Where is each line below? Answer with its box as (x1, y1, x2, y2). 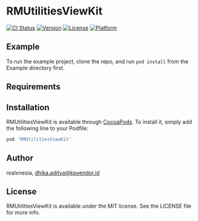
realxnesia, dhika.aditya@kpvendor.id (6, 169, 100, 176)
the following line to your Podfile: (6, 124, 89, 132)
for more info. (6, 209, 41, 216)
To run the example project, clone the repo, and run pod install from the (6, 57, 189, 65)
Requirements (6, 82, 61, 92)
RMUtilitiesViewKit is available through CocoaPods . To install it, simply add (6, 118, 193, 125)
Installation (6, 102, 50, 112)
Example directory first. (6, 64, 65, 71)
